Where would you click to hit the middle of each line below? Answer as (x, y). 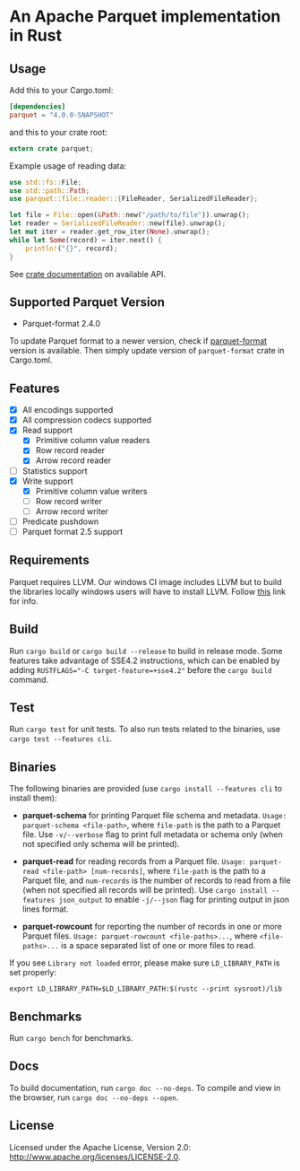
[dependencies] (38, 107)
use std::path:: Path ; (50, 190)
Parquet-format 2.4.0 (61, 324)
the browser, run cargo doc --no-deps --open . (94, 1097)
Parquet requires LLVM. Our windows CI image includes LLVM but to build (146, 581)
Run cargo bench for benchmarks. (71, 1038)
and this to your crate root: (58, 132)
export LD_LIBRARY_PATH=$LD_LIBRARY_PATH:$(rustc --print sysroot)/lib (146, 989)
